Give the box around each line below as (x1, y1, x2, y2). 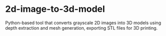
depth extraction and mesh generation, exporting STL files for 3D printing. (5, 25, 158, 31)
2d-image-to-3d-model (5, 3, 105, 15)
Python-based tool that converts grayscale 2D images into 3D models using (5, 20, 161, 26)
